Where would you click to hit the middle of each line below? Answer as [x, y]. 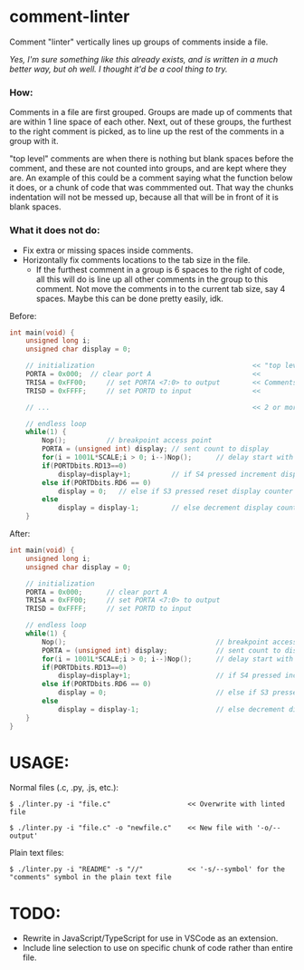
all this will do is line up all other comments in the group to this [152, 279]
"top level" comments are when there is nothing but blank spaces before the [152, 159]
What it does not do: [55, 230]
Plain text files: [37, 853]
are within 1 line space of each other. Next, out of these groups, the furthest [151, 122]
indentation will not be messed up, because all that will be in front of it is [144, 198]
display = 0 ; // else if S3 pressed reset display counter [176, 491]
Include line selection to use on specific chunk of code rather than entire [158, 948]
